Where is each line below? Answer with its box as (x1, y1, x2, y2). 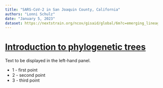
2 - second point (12, 72, 46, 78)
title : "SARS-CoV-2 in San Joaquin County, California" (5, 7, 120, 12)
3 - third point (12, 77, 40, 83)
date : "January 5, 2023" (5, 16, 55, 21)
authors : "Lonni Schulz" (5, 12, 55, 17)
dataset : (5, 20, 23, 26)
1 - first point (12, 67, 38, 73)
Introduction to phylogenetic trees (5, 42, 146, 53)
